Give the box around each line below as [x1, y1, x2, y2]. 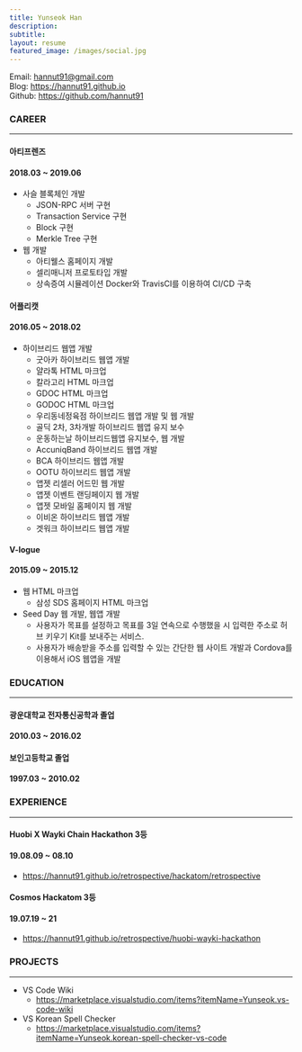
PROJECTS [9, 956, 59, 968]
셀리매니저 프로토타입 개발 [35, 267, 129, 278]
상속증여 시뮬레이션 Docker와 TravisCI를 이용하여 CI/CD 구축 [35, 278, 252, 289]
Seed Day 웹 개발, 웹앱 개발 [22, 608, 121, 619]
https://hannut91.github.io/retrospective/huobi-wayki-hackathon [22, 933, 262, 944]
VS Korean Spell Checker [22, 1013, 116, 1024]
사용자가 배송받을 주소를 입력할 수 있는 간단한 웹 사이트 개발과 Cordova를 [35, 642, 293, 652]
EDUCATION [9, 676, 65, 688]
